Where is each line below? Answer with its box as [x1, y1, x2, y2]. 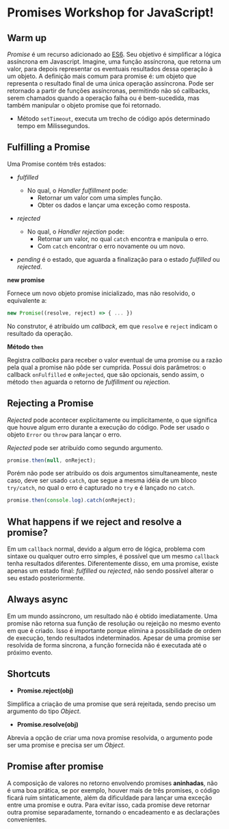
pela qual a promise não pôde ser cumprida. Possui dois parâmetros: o [7, 363, 206, 371]
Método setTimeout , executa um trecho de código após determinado [16, 114, 211, 123]
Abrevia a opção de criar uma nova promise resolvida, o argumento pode [7, 733, 213, 741]
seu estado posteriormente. [7, 574, 85, 582]
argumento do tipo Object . [7, 707, 81, 715]
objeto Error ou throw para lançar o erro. [7, 430, 122, 438]
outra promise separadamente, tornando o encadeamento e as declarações [7, 808, 220, 816]
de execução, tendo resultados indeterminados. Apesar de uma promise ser [7, 634, 221, 642]
